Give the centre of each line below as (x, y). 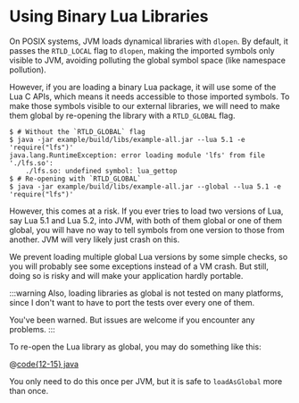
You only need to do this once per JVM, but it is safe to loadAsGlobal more (146, 381)
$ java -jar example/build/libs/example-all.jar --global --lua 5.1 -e (145, 186)
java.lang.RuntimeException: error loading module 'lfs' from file (137, 155)
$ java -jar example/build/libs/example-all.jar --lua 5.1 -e (127, 139)
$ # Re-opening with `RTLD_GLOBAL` (75, 179)
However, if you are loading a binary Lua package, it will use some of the (143, 87)
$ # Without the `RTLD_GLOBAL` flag (77, 131)
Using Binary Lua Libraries (109, 17)
